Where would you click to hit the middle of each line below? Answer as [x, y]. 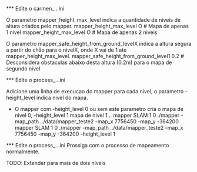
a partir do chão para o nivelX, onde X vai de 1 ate [66, 50]
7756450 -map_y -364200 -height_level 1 [65, 134]
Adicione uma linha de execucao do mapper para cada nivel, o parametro [95, 91]
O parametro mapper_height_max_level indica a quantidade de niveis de [94, 20]
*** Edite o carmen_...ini [35, 9]
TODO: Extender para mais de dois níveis [56, 163]
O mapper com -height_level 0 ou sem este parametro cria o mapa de [99, 109]
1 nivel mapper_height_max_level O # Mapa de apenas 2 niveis [82, 32]
